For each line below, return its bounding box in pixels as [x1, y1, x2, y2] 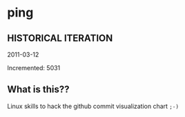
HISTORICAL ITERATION [7, 32, 113, 44]
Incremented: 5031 [7, 64, 61, 72]
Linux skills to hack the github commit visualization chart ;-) [7, 102, 179, 110]
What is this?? [7, 84, 70, 96]
